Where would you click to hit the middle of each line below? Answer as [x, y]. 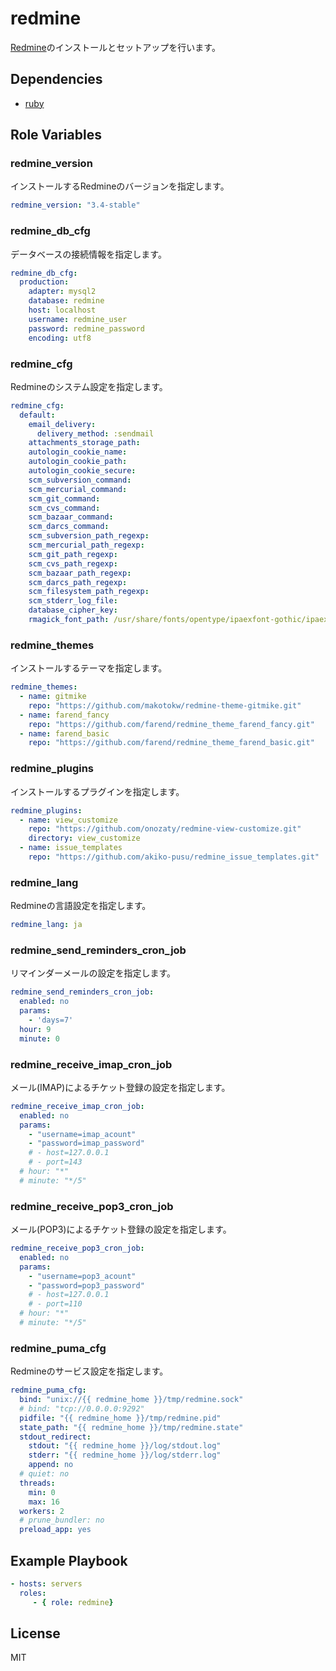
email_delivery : [62, 424]
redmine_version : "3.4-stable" [75, 205]
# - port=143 [55, 1162]
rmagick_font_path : [69, 620]
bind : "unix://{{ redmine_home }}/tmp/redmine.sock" [131, 1400]
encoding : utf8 [60, 338]
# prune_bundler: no [62, 1520]
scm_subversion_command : [80, 480]
